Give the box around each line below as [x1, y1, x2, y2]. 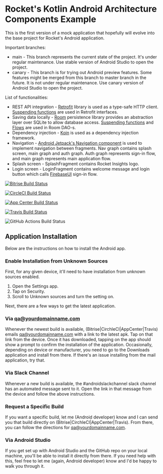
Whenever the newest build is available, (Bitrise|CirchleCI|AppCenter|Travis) [5, 326, 158, 332]
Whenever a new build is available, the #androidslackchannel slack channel [5, 380, 157, 386]
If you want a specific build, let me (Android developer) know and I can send [5, 414, 158, 420]
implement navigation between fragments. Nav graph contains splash [12, 145, 152, 151]
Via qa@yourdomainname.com [5, 315, 80, 322]
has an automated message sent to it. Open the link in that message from [5, 386, 152, 392]
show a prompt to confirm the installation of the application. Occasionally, [5, 342, 153, 348]
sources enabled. [5, 274, 40, 280]
